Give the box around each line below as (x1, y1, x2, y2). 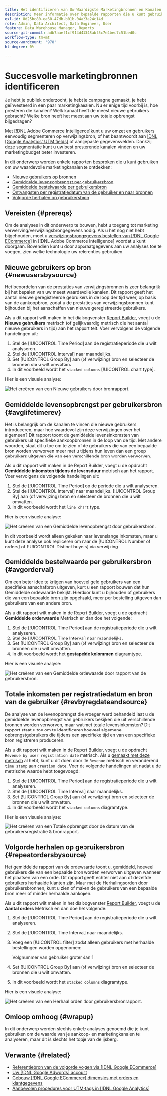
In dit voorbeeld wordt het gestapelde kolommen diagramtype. (12, 651, 143, 657)
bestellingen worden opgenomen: (12, 945, 82, 951)
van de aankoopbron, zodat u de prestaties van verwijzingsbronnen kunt (5, 300, 154, 306)
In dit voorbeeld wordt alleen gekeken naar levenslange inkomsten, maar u (5, 533, 158, 539)
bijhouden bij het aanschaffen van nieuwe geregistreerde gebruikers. (5, 305, 147, 311)
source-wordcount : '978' (5, 40, 57, 45)
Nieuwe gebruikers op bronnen (12, 174, 76, 180)
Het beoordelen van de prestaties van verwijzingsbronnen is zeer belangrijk (5, 284, 160, 290)
